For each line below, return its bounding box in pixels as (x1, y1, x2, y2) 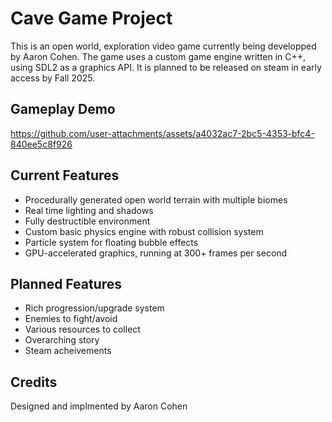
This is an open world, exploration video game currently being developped (10, 40, 317, 52)
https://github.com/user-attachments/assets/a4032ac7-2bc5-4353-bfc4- (10, 127, 315, 139)
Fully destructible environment (24, 215, 151, 227)
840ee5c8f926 (10, 138, 73, 150)
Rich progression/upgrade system (24, 302, 165, 314)
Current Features (10, 167, 120, 184)
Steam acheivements (24, 345, 112, 357)
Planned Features (10, 275, 123, 292)
